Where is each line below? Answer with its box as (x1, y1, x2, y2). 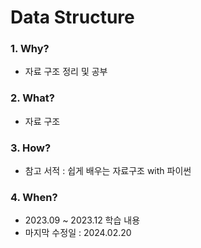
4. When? (10, 191, 58, 204)
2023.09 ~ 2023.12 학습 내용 (24, 214, 141, 226)
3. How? (10, 141, 52, 155)
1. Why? (10, 42, 50, 56)
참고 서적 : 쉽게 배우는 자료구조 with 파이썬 (24, 165, 192, 177)
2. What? (10, 91, 55, 105)
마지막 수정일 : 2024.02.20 (24, 227, 132, 239)
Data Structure (10, 6, 135, 29)
